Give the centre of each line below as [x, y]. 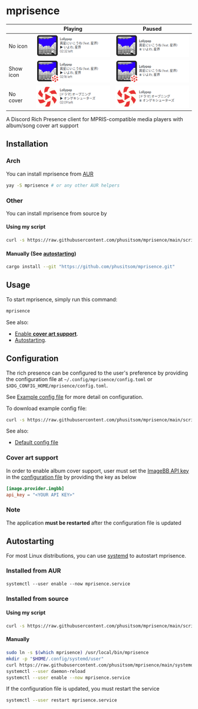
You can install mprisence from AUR [50, 174]
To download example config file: [47, 408]
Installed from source [37, 599]
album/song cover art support [42, 126]
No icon [18, 46]
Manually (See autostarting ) [41, 253]
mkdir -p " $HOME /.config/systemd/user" [55, 659]
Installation [27, 144]
